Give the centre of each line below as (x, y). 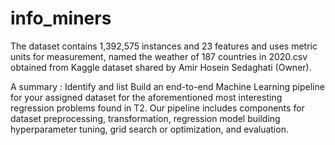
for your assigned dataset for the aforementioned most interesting (146, 97)
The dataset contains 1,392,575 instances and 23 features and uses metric (164, 46)
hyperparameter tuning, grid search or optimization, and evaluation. (149, 129)
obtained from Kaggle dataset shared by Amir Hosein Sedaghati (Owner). (161, 67)
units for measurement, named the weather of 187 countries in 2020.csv (159, 56)
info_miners (61, 18)
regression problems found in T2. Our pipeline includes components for (157, 108)
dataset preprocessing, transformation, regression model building (145, 118)
